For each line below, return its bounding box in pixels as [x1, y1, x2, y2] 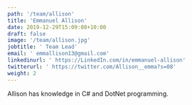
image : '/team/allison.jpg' [7, 37, 91, 44]
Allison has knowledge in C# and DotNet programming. [7, 89, 169, 98]
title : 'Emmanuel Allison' [7, 17, 87, 24]
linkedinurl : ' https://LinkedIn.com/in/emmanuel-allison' [7, 57, 186, 64]
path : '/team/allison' [7, 10, 75, 18]
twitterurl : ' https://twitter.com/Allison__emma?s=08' [7, 63, 176, 70]
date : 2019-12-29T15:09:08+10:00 [7, 23, 107, 31]
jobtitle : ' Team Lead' [7, 43, 78, 50]
